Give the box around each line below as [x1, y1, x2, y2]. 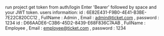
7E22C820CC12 [5, 15, 38, 20]
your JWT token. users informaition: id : [5, 9, 85, 15]
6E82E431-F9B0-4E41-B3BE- [86, 9, 147, 15]
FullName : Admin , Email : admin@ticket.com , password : [41, 15, 160, 20]
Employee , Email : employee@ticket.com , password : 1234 [5, 25, 126, 31]
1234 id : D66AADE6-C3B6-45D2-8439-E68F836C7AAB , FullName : [5, 20, 146, 26]
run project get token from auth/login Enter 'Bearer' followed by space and [5, 4, 157, 10]
